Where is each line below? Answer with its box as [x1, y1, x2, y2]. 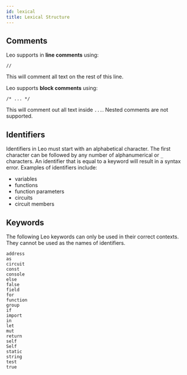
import [6, 313, 22, 318]
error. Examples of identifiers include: [6, 164, 97, 171]
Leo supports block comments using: [6, 85, 98, 92]
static [6, 349, 22, 354]
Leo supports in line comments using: [6, 51, 99, 59]
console [6, 271, 25, 277]
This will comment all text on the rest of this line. [6, 73, 124, 80]
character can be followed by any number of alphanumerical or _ [6, 151, 163, 159]
